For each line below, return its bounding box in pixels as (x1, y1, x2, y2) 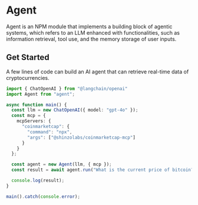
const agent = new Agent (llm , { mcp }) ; (11, 162, 112, 167)
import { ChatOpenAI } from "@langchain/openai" (6, 86, 128, 92)
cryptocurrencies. (6, 74, 49, 81)
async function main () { (6, 102, 67, 107)
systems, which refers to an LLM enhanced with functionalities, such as (6, 29, 180, 36)
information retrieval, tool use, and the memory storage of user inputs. (6, 35, 177, 42)
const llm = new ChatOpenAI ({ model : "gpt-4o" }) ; (11, 107, 138, 113)
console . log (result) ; (11, 177, 65, 183)
